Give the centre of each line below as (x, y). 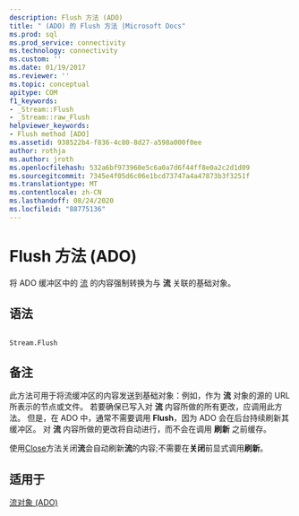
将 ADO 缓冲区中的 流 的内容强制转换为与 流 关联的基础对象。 (123, 282)
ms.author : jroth (42, 159)
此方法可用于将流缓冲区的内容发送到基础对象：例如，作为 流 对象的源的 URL (150, 396)
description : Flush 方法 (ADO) (66, 17)
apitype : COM (34, 92)
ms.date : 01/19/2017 (48, 68)
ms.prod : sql (34, 34)
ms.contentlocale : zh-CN (56, 193)
